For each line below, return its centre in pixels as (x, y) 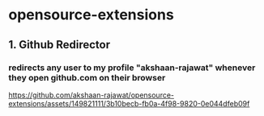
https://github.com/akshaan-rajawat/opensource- (92, 95)
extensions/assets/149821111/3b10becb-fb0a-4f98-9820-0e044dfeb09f (129, 103)
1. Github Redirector (60, 45)
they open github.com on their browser (87, 77)
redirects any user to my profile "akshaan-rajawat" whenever (132, 68)
